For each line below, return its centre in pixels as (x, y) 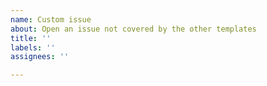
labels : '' (33, 47)
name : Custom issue (51, 19)
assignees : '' (40, 57)
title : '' (31, 38)
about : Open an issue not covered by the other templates (133, 29)
